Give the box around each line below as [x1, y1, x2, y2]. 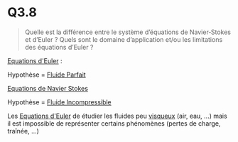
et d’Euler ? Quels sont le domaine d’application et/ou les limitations [24, 35, 223, 43]
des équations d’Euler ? [24, 43, 94, 51]
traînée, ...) [7, 126, 39, 135]
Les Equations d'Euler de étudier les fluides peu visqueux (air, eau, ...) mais [7, 111, 227, 120]
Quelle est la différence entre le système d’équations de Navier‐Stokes [24, 28, 231, 36]
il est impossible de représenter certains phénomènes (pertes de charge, [7, 119, 221, 128]
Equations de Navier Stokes [7, 84, 89, 92]
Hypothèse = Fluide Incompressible [7, 97, 112, 106]
